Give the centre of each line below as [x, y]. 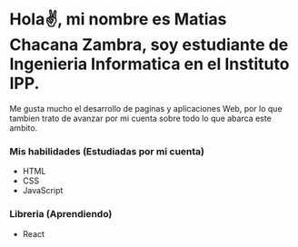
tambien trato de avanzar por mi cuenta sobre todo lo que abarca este [141, 118]
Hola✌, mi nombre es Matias [118, 20]
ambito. [24, 128]
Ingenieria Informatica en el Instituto [149, 64]
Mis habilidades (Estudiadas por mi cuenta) [107, 151]
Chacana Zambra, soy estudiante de [149, 45]
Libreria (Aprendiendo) [61, 214]
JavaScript [43, 191]
